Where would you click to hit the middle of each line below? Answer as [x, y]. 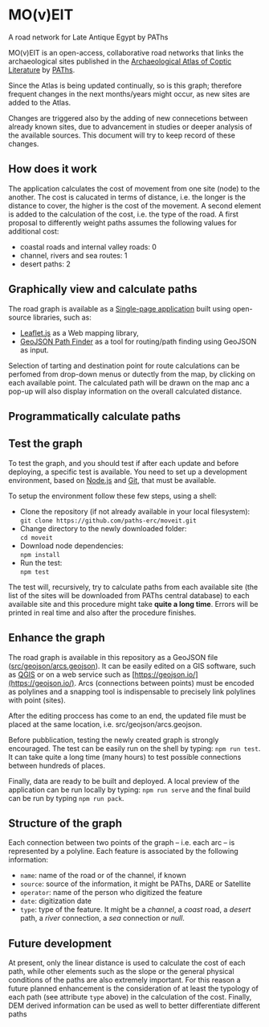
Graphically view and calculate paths [103, 289]
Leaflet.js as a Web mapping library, [79, 332]
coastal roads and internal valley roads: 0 [88, 246]
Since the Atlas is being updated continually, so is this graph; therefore [125, 85]
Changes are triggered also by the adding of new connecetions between [128, 118]
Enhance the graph [57, 638]
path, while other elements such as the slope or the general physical [121, 971]
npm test [35, 572]
